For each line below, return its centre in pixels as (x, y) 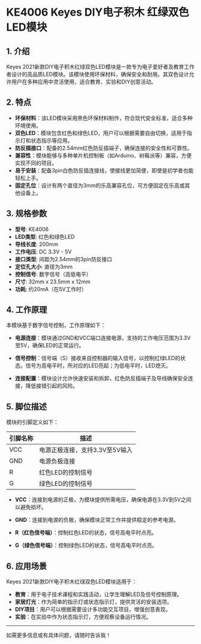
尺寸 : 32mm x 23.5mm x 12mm (53, 282)
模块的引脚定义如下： (32, 422)
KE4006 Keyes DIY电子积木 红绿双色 (98, 12)
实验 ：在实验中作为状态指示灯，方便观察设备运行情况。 (83, 617)
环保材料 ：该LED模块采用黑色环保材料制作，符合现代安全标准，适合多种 (104, 118)
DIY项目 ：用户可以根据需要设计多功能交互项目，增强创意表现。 (93, 609)
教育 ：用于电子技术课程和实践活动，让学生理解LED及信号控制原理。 (98, 594)
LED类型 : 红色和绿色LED (45, 237)
